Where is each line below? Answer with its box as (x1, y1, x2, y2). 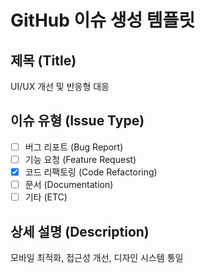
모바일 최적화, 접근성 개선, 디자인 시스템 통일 (10, 251, 184, 263)
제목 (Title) (10, 52, 77, 69)
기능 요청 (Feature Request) (24, 153, 137, 165)
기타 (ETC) (24, 191, 68, 203)
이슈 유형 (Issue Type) (10, 112, 145, 130)
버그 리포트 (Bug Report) (24, 141, 124, 153)
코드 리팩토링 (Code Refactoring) (24, 166, 158, 178)
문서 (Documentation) (24, 179, 114, 190)
